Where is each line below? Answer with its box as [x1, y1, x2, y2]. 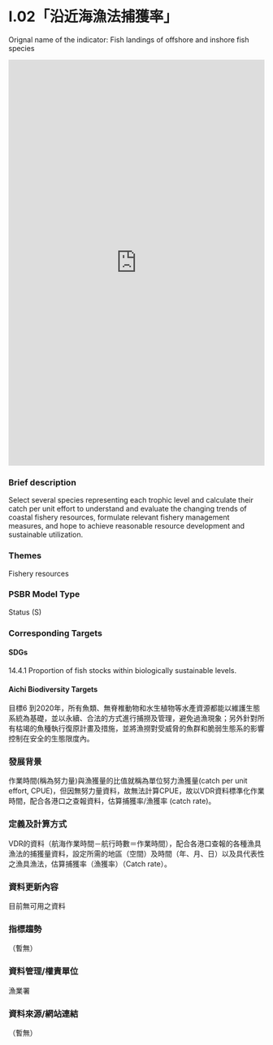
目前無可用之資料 [8, 901, 66, 911]
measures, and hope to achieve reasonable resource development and [8, 521, 245, 531]
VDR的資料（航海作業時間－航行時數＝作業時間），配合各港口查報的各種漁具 [8, 838, 262, 849]
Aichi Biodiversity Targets [8, 684, 98, 694]
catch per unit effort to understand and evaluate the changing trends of [8, 504, 247, 514]
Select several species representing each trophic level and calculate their [8, 495, 253, 505]
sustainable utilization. [8, 529, 84, 540]
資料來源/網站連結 [8, 1008, 79, 1019]
